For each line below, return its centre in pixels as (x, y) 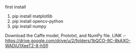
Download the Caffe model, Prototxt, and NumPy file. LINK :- (66, 36)
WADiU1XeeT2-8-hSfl (27, 46)
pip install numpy (29, 26)
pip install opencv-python (38, 21)
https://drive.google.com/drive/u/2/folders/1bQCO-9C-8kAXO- (68, 41)
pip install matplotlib (32, 16)
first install (16, 7)
